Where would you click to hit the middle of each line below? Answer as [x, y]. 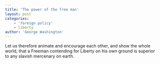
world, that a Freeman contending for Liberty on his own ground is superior [80, 51]
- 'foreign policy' [33, 23]
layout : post [18, 14]
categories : [17, 18]
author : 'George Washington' [34, 32]
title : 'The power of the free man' [42, 9]
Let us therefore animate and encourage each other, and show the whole [78, 46]
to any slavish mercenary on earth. [40, 56]
